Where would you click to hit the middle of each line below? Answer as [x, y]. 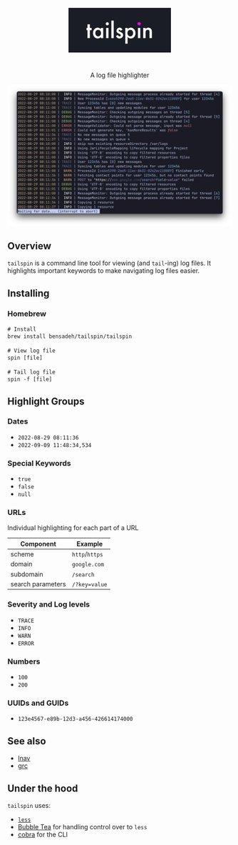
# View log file [31, 351]
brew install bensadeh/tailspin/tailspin [70, 336]
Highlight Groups [46, 401]
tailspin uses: [29, 805]
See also [27, 741]
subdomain [27, 574]
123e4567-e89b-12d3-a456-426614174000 [75, 719]
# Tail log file [31, 372]
